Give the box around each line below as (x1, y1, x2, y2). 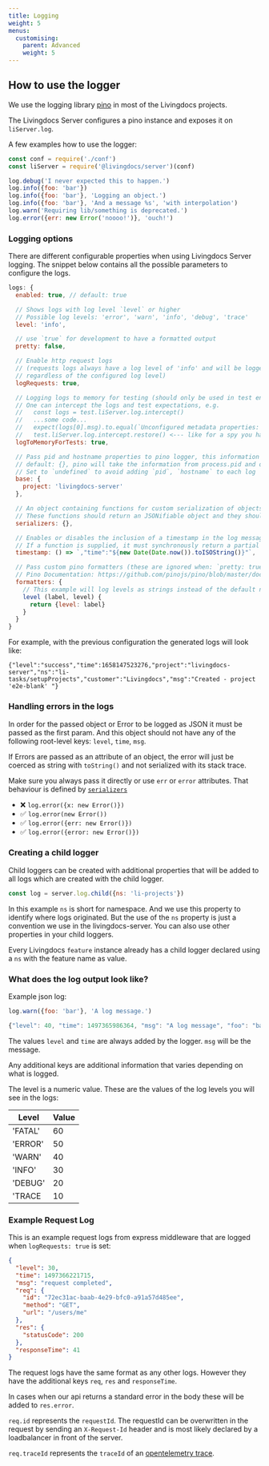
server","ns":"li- (8, 668, 70, 677)
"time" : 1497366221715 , (15, 1271, 94, 1279)
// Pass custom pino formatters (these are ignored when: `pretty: (15, 563, 246, 571)
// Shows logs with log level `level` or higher (15, 305, 181, 313)
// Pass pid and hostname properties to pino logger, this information (15, 453, 260, 461)
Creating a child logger (8, 847, 99, 858)
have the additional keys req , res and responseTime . (8, 1376, 178, 1386)
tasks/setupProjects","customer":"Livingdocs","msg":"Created (8, 675, 220, 683)
